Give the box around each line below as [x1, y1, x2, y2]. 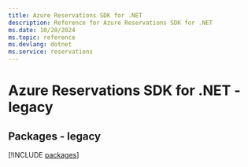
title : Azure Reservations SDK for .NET [8, 11, 143, 20]
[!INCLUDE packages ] [8, 151, 80, 159]
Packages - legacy [8, 129, 101, 143]
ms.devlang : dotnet [8, 41, 72, 49]
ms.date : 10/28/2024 [8, 26, 76, 34]
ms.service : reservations [8, 48, 93, 56]
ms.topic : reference [8, 33, 76, 42]
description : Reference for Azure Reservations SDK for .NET [8, 19, 213, 27]
